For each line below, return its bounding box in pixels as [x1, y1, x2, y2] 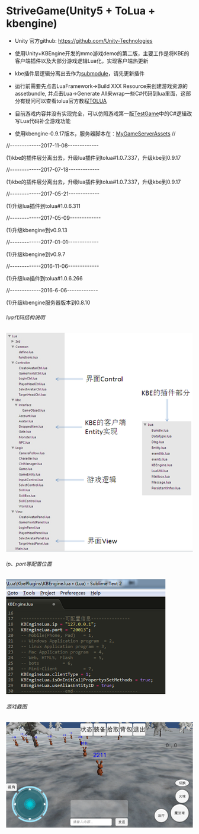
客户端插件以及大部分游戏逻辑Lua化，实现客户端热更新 [14, 57, 149, 64]
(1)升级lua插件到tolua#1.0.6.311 [6, 202, 81, 209]
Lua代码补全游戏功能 [20, 117, 71, 124]
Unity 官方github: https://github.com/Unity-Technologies [14, 37, 153, 44]
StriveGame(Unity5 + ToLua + [6, 4, 156, 18]
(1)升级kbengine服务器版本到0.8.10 [6, 299, 91, 306]
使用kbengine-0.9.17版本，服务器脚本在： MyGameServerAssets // [14, 129, 176, 137]
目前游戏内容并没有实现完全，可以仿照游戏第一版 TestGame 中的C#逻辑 [14, 110, 187, 117]
